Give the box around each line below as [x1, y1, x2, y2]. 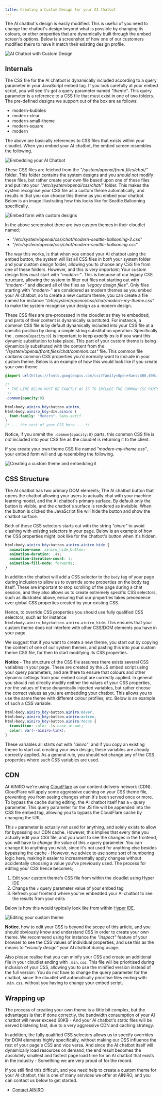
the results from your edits [12, 896, 65, 901]
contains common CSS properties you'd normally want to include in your [5, 354, 150, 360]
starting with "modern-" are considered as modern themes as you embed [5, 288, 152, 293]
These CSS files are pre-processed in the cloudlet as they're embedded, [5, 312, 150, 318]
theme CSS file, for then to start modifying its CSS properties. [5, 650, 128, 656]
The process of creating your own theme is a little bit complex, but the [5, 1007, 146, 1013]
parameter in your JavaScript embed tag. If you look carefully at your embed [5, 83, 158, 89]
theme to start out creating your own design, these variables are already [5, 746, 149, 752]
